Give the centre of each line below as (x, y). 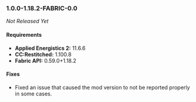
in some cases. (33, 94)
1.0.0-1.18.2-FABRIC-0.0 (42, 8)
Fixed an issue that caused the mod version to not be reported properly (102, 87)
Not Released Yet (27, 21)
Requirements (24, 34)
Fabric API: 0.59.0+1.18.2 (45, 60)
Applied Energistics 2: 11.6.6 (50, 48)
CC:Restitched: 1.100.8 (43, 54)
